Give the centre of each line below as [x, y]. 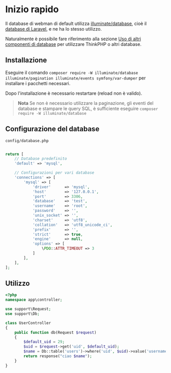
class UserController [28, 323]
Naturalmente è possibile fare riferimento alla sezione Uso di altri [73, 39]
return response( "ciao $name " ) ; [58, 356]
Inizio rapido [32, 9]
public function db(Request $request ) [55, 332]
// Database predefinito [41, 159]
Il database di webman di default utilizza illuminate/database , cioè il [76, 23]
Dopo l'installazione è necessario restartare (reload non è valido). [74, 93]
